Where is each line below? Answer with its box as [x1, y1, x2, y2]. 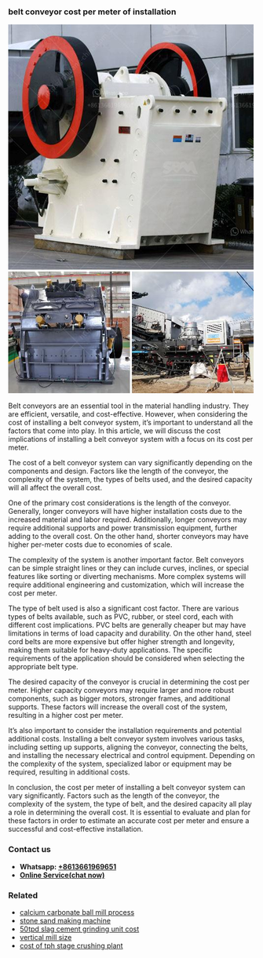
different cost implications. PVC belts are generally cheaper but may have [8, 621, 247, 630]
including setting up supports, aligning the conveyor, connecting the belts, [8, 742, 249, 752]
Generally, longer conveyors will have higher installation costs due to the [8, 507, 243, 516]
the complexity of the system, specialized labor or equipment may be [8, 759, 232, 769]
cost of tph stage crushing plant [19, 941, 123, 950]
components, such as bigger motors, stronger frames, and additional [8, 694, 231, 704]
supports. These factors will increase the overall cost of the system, [8, 702, 228, 712]
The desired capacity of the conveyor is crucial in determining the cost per [8, 677, 250, 687]
